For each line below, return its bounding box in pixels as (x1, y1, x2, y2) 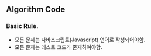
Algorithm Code (6, 5, 66, 15)
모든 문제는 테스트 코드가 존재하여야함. (14, 43, 102, 50)
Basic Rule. (6, 22, 39, 30)
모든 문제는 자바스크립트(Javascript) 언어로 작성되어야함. (14, 36, 146, 43)
